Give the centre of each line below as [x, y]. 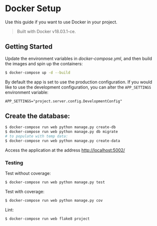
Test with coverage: [25, 192]
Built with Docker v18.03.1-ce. [46, 31]
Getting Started [29, 47]
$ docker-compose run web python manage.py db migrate [62, 132]
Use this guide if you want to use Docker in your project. [61, 22]
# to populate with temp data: [37, 136]
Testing [14, 163]
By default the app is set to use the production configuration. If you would [79, 82]
